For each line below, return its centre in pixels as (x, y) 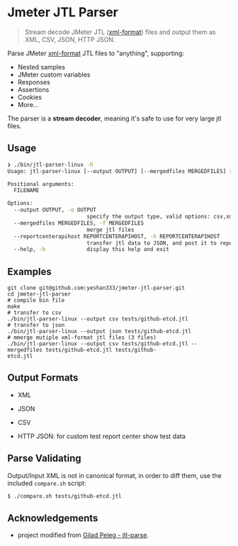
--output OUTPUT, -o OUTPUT (55, 210)
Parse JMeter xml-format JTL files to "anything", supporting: (96, 53)
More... (28, 104)
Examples (29, 271)
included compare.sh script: (47, 483)
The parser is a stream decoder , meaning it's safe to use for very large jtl (114, 118)
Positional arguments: (41, 184)
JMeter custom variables (54, 74)
